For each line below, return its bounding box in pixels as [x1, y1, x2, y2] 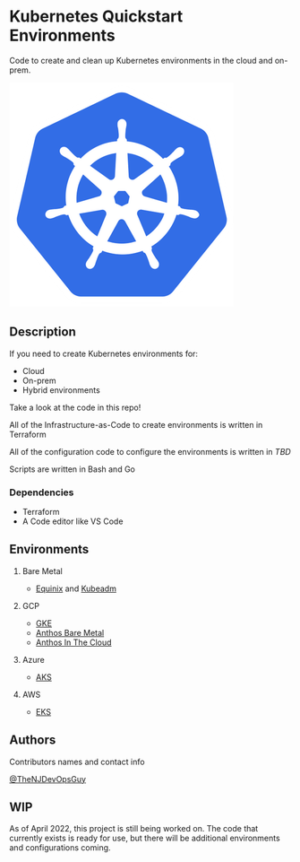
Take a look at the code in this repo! [9, 402, 141, 413]
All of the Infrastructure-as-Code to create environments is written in [9, 419, 263, 430]
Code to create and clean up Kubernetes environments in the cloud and [9, 55, 273, 65]
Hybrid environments [21, 384, 100, 396]
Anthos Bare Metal [35, 627, 105, 638]
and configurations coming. [9, 842, 111, 853]
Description [9, 325, 76, 340]
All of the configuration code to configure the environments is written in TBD [9, 446, 291, 457]
